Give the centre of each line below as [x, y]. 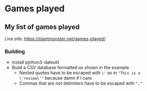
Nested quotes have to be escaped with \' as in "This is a [80, 73]
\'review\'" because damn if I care [55, 78]
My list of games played [42, 27]
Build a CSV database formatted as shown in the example [70, 68]
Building [15, 51]
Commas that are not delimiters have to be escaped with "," [81, 83]
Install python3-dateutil [36, 62]
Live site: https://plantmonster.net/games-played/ [55, 39]
